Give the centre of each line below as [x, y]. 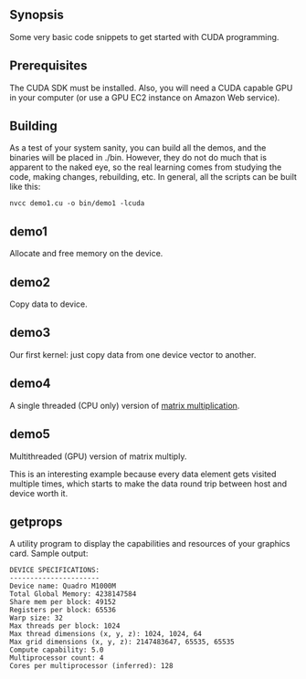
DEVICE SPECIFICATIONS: [55, 570]
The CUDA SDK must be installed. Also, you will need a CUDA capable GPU [151, 88]
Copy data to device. [49, 304]
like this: [25, 187]
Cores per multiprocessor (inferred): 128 [91, 666]
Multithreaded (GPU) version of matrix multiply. [98, 456]
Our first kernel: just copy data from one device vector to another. [133, 354]
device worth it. [39, 493]
